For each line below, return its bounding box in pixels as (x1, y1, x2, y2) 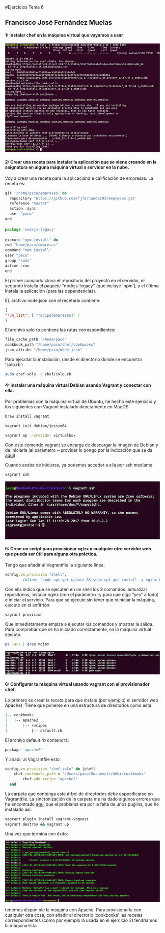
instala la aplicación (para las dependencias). (5, 288, 97, 294)
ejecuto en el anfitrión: (5, 602, 51, 608)
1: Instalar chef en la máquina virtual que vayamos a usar (5, 32, 124, 38)
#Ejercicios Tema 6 (5, 4, 44, 10)
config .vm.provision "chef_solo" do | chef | (5, 766, 96, 771)
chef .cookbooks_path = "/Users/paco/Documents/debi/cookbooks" (14, 771, 146, 776)
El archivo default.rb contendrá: (5, 737, 69, 743)
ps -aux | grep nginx (5, 641, 50, 647)
